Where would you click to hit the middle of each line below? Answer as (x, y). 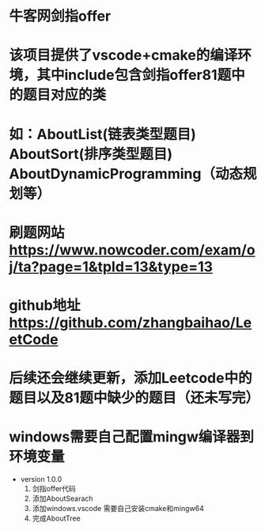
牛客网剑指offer (60, 16)
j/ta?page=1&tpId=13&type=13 (111, 267)
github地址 (45, 305)
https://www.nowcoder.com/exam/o (132, 250)
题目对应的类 (65, 95)
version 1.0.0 (41, 479)
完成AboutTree (57, 518)
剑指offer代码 (54, 489)
